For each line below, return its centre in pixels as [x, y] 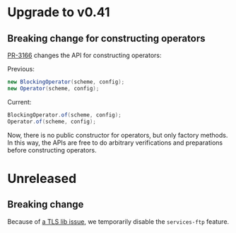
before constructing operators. [52, 150]
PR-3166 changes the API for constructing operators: [84, 55]
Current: [19, 102]
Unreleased [42, 178]
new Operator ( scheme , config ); [53, 88]
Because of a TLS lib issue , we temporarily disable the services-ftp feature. [118, 221]
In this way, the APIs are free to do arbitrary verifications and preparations [115, 143]
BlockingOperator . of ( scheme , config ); [64, 115]
